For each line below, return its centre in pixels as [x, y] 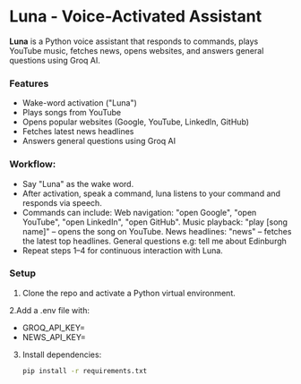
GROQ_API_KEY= [53, 328]
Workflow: [33, 165]
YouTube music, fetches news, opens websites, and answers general [137, 50]
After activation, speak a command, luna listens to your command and [151, 193]
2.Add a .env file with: [49, 310]
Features [29, 83]
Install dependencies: [62, 354]
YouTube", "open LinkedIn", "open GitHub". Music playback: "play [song [155, 222]
